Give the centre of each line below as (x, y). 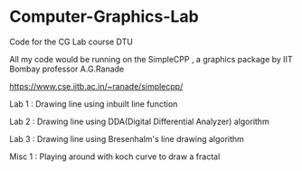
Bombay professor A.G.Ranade (67, 69)
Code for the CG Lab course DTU (71, 42)
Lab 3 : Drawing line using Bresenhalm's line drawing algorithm (127, 138)
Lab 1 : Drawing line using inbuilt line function (94, 104)
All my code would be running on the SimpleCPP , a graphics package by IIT (151, 59)
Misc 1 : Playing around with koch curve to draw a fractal (115, 157)
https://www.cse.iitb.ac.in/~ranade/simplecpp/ (96, 86)
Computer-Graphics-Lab (104, 17)
